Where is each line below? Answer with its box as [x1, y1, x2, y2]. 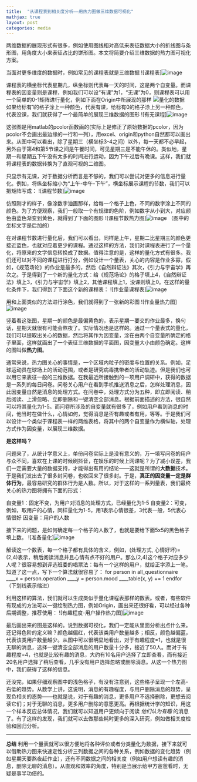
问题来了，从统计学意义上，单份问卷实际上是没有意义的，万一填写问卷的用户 [6, 450, 191, 457]
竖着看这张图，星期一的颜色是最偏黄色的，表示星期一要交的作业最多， [6, 317, 176, 324]
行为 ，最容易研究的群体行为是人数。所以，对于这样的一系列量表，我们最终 [11, 480, 191, 487]
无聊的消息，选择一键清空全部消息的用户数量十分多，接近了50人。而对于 [6, 644, 182, 651]
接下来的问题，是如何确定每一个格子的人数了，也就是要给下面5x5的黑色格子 [6, 527, 190, 534]
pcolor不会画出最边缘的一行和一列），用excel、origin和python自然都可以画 [6, 131, 186, 138]
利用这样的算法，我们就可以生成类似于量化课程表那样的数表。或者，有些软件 [6, 594, 191, 601]
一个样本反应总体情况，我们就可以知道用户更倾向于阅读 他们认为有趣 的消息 [6, 708, 189, 715]
